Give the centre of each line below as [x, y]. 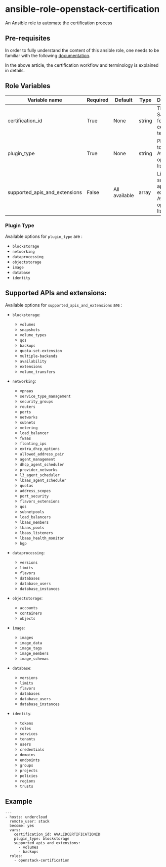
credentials [32, 750]
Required [98, 100]
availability [33, 361]
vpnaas [26, 391]
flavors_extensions [40, 501]
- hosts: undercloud [26, 817]
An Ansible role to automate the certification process [59, 23]
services [29, 734]
